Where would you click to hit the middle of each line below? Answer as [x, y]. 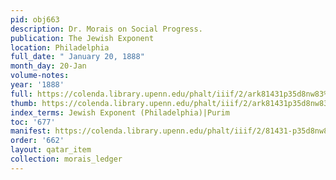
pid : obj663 [35, 19]
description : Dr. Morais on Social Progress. [106, 29]
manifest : [31, 131]
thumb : [24, 103]
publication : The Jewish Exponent [82, 38]
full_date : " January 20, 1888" [77, 57]
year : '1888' [37, 85]
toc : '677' [33, 122]
